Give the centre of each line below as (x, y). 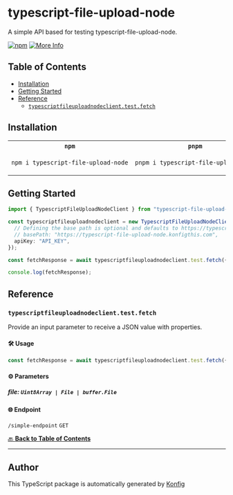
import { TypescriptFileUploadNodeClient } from (79, 209)
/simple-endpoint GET (38, 426)
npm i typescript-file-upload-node (70, 162)
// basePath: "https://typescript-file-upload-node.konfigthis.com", (116, 234)
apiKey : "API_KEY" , (42, 241)
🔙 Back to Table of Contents (49, 439)
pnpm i (146, 162)
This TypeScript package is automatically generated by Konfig (96, 484)
